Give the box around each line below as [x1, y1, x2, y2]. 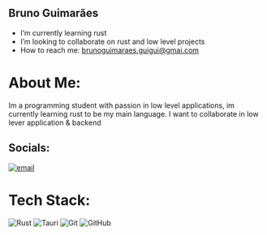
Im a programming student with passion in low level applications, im [8, 100, 235, 110]
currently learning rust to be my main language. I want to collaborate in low [8, 109, 259, 118]
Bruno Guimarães [8, 6, 99, 20]
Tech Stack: [8, 190, 91, 209]
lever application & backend [8, 117, 101, 127]
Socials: [8, 141, 50, 155]
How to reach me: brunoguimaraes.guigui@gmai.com [19, 45, 200, 55]
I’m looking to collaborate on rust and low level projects [19, 36, 205, 46]
